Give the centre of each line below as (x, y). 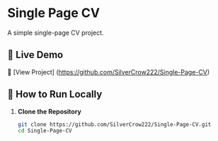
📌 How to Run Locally (55, 95)
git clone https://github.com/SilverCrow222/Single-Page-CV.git (114, 124)
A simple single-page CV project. (56, 33)
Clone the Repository (49, 111)
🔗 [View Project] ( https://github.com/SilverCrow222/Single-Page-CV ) (109, 72)
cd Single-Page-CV (45, 131)
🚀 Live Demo (35, 55)
